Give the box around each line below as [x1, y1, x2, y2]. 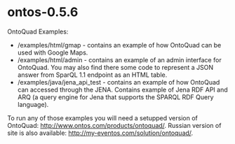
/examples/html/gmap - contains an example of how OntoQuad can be [17, 41, 222, 49]
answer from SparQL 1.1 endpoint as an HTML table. [17, 71, 168, 79]
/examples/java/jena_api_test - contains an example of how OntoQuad [17, 78, 220, 86]
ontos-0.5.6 [7, 4, 79, 20]
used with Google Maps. [17, 48, 88, 57]
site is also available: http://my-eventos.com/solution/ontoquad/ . [7, 129, 194, 137]
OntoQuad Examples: [7, 27, 69, 36]
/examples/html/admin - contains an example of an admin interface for [17, 55, 222, 64]
